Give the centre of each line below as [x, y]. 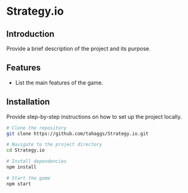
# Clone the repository [37, 128]
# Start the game [28, 178]
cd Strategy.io [26, 150]
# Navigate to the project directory [54, 145]
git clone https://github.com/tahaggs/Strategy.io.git [78, 134]
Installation [28, 102]
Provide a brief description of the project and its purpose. [78, 48]
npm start [19, 184]
